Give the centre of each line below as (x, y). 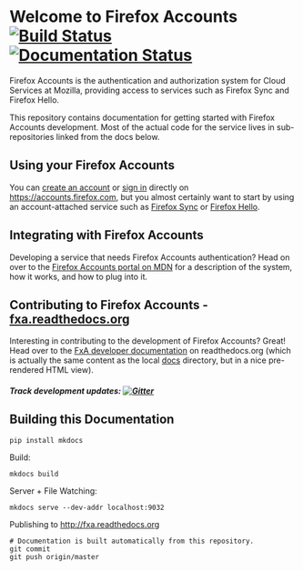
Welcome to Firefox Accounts (124, 17)
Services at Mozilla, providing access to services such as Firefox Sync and (149, 90)
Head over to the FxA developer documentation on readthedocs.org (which (150, 351)
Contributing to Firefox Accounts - (109, 305)
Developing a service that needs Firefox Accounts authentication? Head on (150, 257)
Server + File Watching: (53, 491)
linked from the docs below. (108, 136)
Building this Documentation (92, 420)
